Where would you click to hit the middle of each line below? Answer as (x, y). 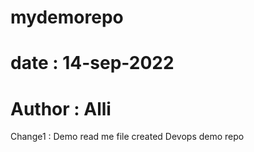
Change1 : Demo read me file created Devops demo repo (127, 137)
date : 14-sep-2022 (92, 63)
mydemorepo (67, 17)
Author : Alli (61, 108)
